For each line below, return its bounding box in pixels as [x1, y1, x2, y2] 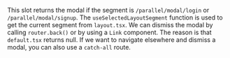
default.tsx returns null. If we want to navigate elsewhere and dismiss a [7, 36, 216, 44]
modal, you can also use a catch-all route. [7, 43, 131, 51]
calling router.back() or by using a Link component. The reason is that [7, 28, 212, 36]
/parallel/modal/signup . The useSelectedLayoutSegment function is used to [7, 13, 223, 22]
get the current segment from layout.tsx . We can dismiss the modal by [7, 21, 213, 29]
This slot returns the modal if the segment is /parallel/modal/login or [7, 6, 210, 14]
